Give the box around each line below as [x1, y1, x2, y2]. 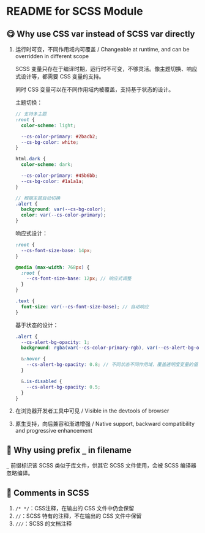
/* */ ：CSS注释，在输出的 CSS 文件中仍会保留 [15, 505, 135, 512]
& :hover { [21, 356, 46, 362]
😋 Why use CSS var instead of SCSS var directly [6, 29, 195, 39]
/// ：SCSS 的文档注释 [15, 520, 72, 527]
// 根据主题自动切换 [15, 195, 61, 201]
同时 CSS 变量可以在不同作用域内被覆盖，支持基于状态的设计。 [15, 86, 174, 93]
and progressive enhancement [15, 427, 93, 434]
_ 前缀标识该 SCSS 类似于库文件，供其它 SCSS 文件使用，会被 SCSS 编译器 [6, 462, 197, 469]
